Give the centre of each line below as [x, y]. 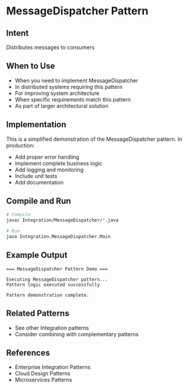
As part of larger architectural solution [61, 106]
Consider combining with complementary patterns [77, 334]
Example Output [37, 255]
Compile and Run [39, 201]
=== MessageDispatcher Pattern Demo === [57, 269]
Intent [17, 33]
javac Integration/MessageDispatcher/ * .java [62, 220]
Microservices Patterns [44, 380]
